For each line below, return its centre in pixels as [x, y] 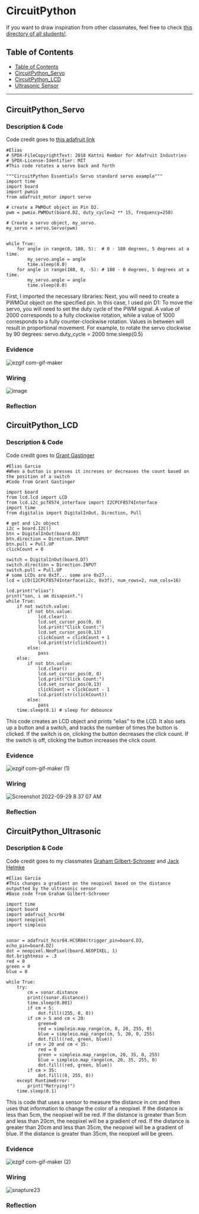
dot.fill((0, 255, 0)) [66, 1075]
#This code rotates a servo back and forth [61, 166]
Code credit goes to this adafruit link [51, 139]
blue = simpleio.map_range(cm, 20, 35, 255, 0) [98, 1060]
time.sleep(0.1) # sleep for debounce [65, 710]
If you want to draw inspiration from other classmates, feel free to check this [99, 27]
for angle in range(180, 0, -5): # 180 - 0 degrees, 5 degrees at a [103, 270]
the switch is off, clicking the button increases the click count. [81, 740]
